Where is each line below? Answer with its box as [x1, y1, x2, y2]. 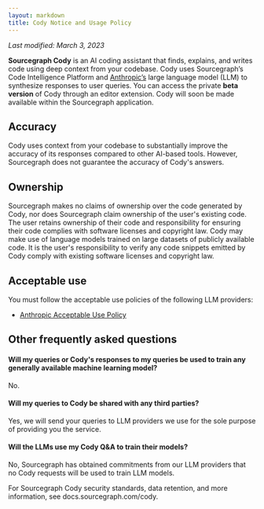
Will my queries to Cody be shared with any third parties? [8, 398, 200, 408]
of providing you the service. [8, 424, 101, 434]
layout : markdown [8, 11, 65, 20]
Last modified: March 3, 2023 [8, 40, 104, 49]
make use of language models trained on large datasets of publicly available [8, 235, 255, 244]
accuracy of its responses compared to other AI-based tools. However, [8, 149, 238, 159]
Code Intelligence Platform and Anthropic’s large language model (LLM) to [8, 72, 248, 82]
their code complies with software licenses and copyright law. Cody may [8, 226, 244, 236]
